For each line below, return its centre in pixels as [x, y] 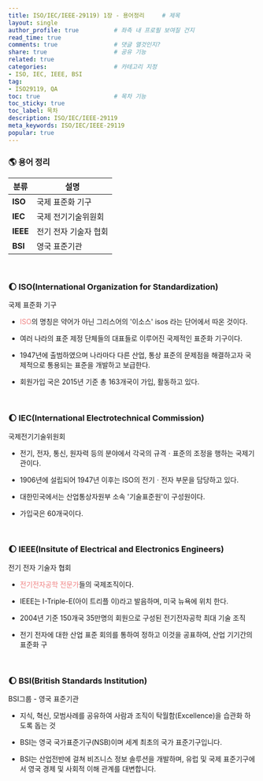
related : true [31, 60]
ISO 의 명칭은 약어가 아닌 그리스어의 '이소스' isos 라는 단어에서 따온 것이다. [133, 322]
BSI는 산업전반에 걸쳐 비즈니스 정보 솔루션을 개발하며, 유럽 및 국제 [120, 759]
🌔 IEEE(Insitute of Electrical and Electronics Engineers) [116, 549]
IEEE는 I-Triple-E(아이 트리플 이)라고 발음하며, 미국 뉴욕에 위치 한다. [124, 601]
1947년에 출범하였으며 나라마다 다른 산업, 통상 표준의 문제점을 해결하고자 [131, 355]
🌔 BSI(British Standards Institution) [78, 681]
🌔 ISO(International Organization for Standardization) [113, 286]
